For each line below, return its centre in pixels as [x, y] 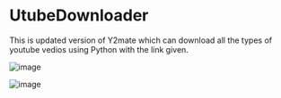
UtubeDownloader [79, 16]
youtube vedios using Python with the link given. [99, 49]
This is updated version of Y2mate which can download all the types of [140, 40]
